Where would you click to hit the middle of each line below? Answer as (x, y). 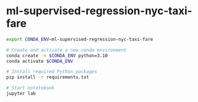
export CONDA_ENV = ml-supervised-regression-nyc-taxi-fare (80, 39)
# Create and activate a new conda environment (66, 50)
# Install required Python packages (52, 72)
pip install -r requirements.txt (48, 77)
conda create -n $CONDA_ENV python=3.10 (57, 55)
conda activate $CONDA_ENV (40, 61)
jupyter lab (21, 94)
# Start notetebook (30, 88)
